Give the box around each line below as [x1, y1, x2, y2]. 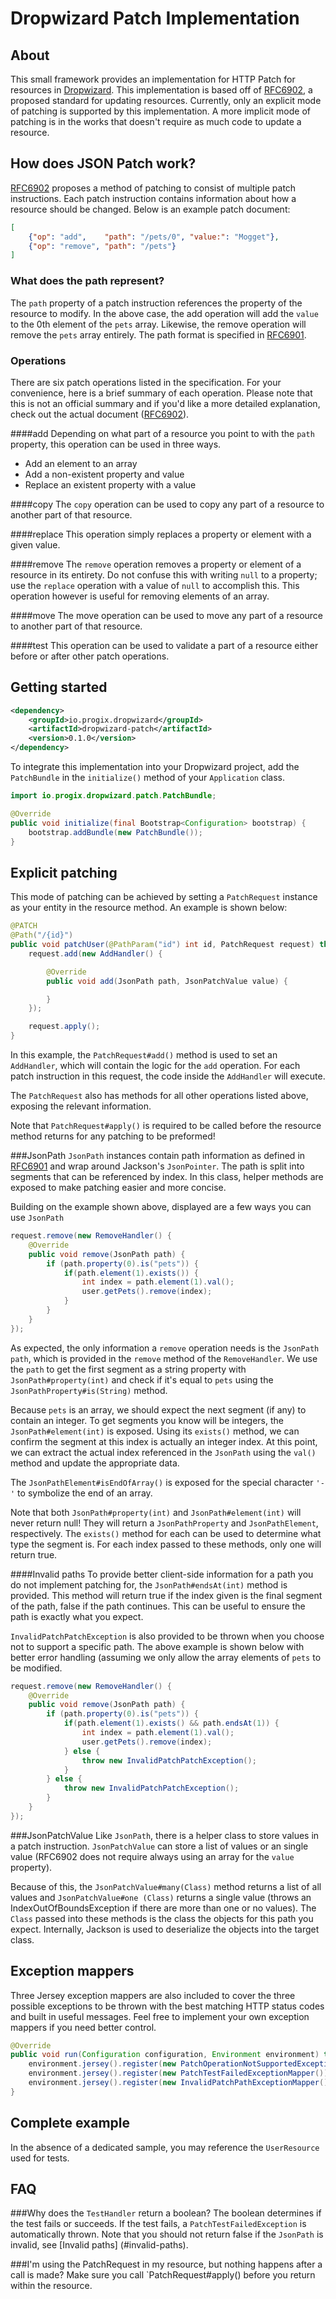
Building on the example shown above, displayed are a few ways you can [10, 1201, 312, 1213]
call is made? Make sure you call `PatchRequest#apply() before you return [10, 2269, 316, 2281]
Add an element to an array [24, 457, 138, 469]
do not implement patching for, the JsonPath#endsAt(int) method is [10, 1578, 288, 1591]
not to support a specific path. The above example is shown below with [10, 1640, 305, 1652]
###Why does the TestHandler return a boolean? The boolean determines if [10, 2207, 322, 2219]
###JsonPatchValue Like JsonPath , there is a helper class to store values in [10, 1829, 320, 1841]
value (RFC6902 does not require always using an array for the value [10, 1850, 295, 1862]
